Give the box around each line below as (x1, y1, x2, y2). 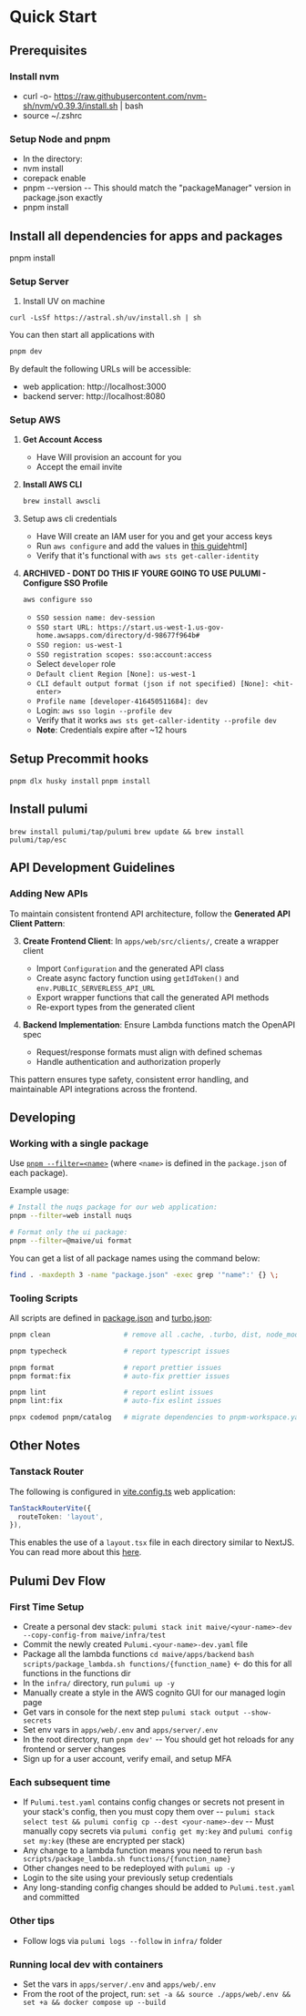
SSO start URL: (36, 623, 94, 632)
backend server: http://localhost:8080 (22, 391, 166, 402)
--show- (242, 1708, 272, 1717)
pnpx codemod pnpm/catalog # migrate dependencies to (9, 1413, 226, 1422)
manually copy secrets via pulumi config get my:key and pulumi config (22, 1826, 293, 1837)
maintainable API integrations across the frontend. (9, 1083, 198, 1094)
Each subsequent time (9, 1776, 111, 1788)
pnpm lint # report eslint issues (9, 1387, 214, 1397)
